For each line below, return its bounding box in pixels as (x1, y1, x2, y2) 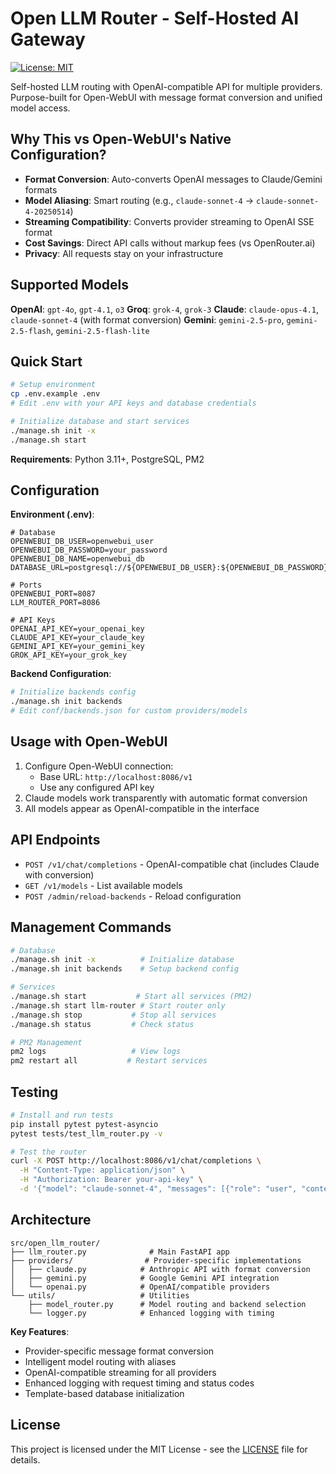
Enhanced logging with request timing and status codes (24, 1377, 255, 1389)
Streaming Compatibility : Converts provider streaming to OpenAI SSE (24, 215, 315, 227)
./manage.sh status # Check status (10, 1019, 195, 1029)
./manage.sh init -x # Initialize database (10, 955, 235, 965)
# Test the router (10, 1147, 87, 1157)
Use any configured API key (39, 781, 155, 793)
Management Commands (10, 919, 172, 936)
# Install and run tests (10, 1110, 114, 1120)
